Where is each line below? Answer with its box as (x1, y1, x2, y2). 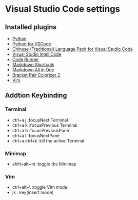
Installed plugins (5, 23, 57, 31)
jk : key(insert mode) (12, 189, 54, 196)
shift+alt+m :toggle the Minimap (12, 161, 77, 167)
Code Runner (12, 57, 39, 62)
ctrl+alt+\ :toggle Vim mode (12, 184, 67, 190)
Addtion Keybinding (5, 91, 67, 100)
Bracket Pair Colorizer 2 (12, 72, 60, 78)
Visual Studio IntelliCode (12, 51, 62, 57)
